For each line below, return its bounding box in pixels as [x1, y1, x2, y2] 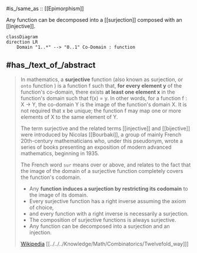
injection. [29, 229, 52, 236]
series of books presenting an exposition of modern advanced [20, 144, 172, 151]
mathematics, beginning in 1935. [20, 149, 99, 157]
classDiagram [6, 34, 38, 40]
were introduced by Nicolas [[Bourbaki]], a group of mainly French [20, 131, 182, 138]
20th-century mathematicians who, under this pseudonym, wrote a [20, 137, 183, 144]
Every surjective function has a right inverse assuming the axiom [29, 197, 186, 205]
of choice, [29, 204, 54, 211]
